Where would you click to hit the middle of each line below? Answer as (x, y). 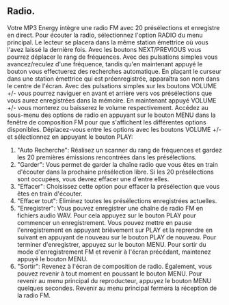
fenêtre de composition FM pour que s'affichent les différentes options (107, 122)
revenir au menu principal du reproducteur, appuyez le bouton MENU (114, 280)
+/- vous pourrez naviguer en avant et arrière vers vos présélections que (110, 93)
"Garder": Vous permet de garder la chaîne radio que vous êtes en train (118, 164)
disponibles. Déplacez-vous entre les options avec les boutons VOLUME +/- (114, 129)
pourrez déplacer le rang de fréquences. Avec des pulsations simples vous (112, 57)
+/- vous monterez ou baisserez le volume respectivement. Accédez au (108, 107)
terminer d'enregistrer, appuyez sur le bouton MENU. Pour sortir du (111, 244)
